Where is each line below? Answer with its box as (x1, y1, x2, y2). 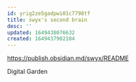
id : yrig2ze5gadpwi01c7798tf (7, 10, 91, 17)
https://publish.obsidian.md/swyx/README (7, 54, 129, 62)
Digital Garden (7, 68, 48, 76)
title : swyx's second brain (7, 16, 88, 23)
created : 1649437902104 (7, 36, 76, 42)
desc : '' (7, 23, 32, 29)
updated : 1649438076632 (7, 29, 76, 36)
